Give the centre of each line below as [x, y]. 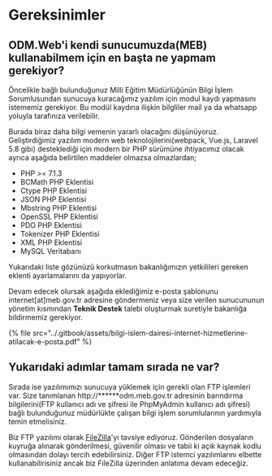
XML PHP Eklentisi [51, 242]
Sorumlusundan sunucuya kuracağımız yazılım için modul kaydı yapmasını [132, 98]
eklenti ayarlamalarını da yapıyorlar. [68, 275]
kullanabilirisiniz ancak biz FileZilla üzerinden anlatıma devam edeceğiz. [129, 463]
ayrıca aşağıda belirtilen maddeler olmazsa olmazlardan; [103, 157]
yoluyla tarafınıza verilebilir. [54, 116]
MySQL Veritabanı [50, 251]
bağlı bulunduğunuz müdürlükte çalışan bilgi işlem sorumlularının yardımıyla [135, 413]
